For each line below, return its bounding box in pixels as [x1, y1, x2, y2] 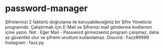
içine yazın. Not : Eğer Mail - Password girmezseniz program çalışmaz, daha [5, 29, 160, 35]
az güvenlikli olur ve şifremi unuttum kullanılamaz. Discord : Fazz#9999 [5, 34, 149, 40]
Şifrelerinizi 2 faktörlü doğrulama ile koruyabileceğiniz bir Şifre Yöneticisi [5, 19, 152, 25]
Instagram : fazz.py [5, 39, 44, 45]
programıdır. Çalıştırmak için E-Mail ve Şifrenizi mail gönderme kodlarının [5, 24, 152, 30]
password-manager [5, 3, 88, 14]
